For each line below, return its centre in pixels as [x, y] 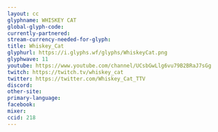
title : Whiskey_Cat [36, 46]
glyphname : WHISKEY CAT [42, 20]
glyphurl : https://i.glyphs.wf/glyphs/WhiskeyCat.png [88, 53]
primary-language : [34, 98]
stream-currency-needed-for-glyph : [59, 40]
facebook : [22, 105]
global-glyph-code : [36, 27]
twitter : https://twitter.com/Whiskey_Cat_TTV [76, 79]
